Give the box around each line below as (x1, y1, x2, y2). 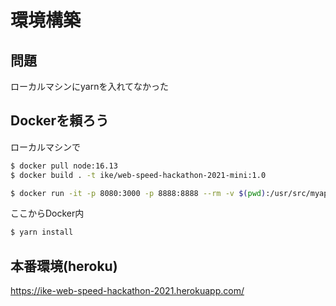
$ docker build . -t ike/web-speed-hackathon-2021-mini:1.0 (10, 170, 267, 180)
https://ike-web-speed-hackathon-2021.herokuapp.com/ (10, 285, 245, 297)
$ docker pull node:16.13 (10, 161, 118, 171)
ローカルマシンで (10, 141, 81, 153)
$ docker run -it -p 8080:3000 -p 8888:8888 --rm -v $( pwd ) (10, 188, 267, 198)
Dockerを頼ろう (10, 112, 110, 130)
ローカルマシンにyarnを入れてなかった (10, 81, 170, 92)
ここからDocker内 (10, 207, 85, 220)
